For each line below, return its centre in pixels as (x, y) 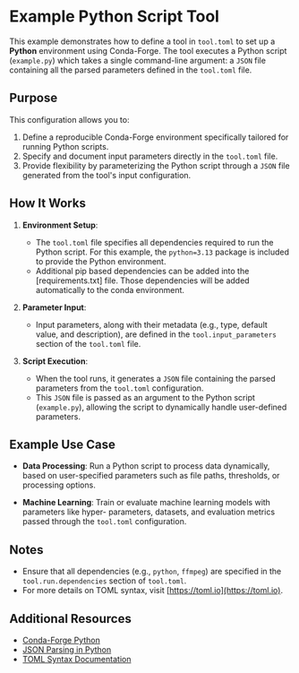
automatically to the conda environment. (110, 289)
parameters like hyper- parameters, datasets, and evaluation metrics (149, 512)
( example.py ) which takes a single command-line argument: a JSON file (138, 60)
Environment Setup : (60, 225)
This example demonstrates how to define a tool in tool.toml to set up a (142, 41)
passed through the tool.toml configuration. (104, 522)
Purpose (34, 98)
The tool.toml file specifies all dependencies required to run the (154, 242)
